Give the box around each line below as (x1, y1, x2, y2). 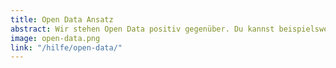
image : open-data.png (10, 33, 101, 43)
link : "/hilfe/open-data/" (10, 42, 123, 53)
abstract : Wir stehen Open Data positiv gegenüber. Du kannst (10, 24, 275, 34)
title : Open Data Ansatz (10, 14, 114, 25)
